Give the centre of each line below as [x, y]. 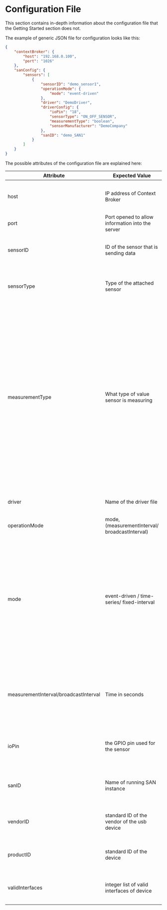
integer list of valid [126, 885]
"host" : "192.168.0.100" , [50, 56]
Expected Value [132, 176]
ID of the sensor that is [131, 247]
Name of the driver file [131, 502]
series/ [113, 602]
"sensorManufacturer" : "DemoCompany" [88, 126]
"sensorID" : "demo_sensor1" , [71, 84]
